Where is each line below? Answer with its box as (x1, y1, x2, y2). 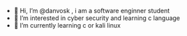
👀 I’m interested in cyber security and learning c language (13, 14, 180, 22)
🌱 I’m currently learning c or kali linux (13, 21, 121, 29)
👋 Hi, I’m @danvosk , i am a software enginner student (13, 7, 170, 15)
